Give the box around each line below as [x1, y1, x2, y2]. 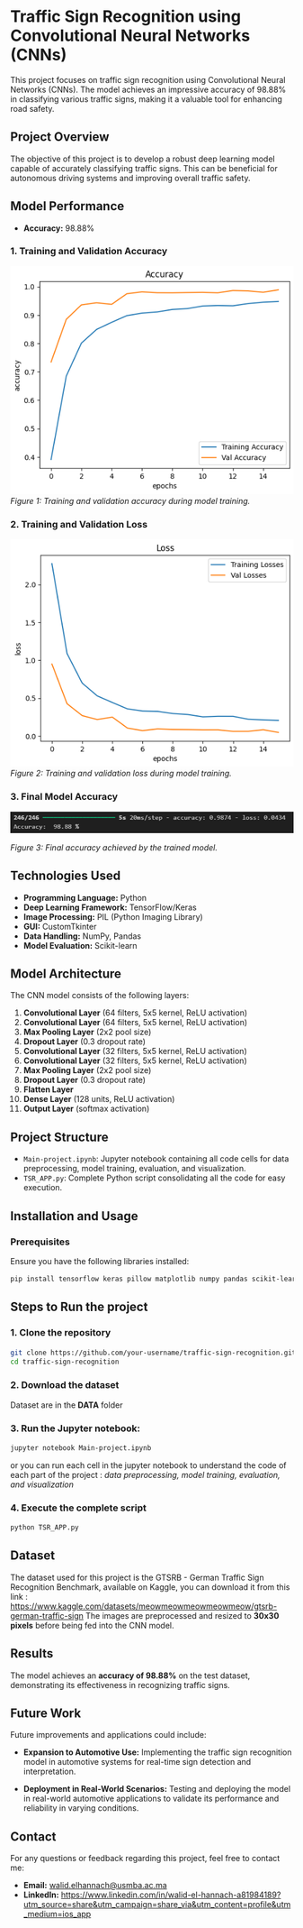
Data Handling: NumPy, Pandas [22, 931, 142, 941]
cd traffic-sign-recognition [10, 1357, 120, 1367]
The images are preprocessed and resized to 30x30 [85, 1610, 280, 1620]
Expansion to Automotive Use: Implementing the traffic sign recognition [22, 1747, 292, 1758]
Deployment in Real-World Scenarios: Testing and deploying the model [22, 1784, 291, 1795]
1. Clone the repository [10, 1327, 111, 1339]
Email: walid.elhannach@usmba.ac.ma [22, 1880, 167, 1891]
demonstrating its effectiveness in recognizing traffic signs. [10, 1679, 230, 1690]
